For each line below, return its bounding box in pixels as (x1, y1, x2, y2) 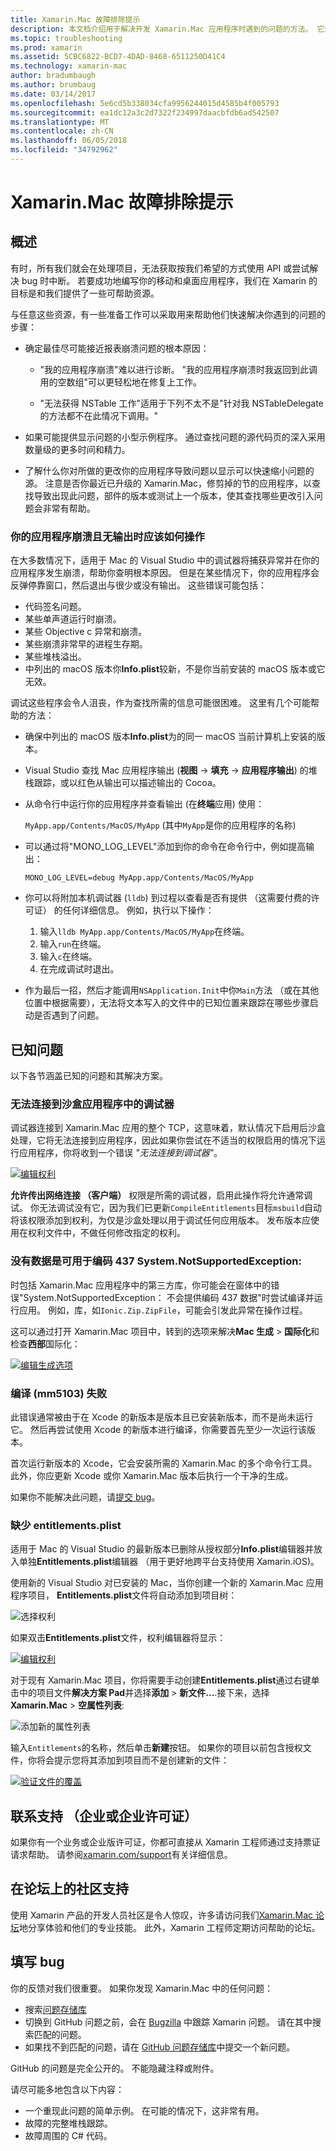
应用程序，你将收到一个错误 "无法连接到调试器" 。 (18, 1147, 223, 1159)
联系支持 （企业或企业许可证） (10, 1807, 198, 1825)
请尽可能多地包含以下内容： (10, 2083, 125, 2095)
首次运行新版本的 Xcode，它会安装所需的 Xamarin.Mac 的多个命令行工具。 (10, 1457, 318, 1469)
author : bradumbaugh (10, 71, 97, 81)
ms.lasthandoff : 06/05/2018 (10, 136, 128, 146)
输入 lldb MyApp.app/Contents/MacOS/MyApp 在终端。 (39, 926, 250, 938)
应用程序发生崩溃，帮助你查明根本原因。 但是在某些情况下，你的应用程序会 (10, 567, 320, 579)
